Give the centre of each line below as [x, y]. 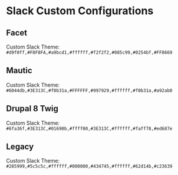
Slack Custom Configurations [80, 11]
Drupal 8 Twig [32, 108]
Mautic [19, 71]
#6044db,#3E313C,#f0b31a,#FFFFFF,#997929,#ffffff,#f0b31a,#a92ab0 [89, 90]
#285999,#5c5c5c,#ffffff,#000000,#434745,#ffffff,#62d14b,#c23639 [89, 167]
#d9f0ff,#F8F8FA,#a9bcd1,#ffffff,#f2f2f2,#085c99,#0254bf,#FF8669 [89, 53]
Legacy [20, 147]
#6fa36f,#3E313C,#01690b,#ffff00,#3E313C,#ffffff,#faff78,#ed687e [89, 128]
